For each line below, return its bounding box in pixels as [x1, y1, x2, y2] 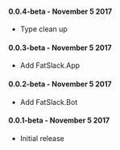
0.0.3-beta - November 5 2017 [8, 43, 112, 52]
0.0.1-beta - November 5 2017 [8, 115, 110, 125]
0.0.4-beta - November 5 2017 [8, 6, 113, 16]
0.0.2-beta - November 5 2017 [8, 79, 112, 89]
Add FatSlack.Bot [19, 97, 78, 106]
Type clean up [19, 24, 68, 34]
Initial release [19, 133, 64, 143]
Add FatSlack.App [19, 60, 81, 70]
